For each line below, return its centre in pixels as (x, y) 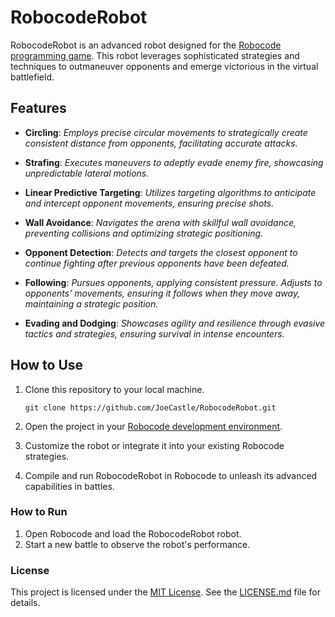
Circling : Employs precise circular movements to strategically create (166, 132)
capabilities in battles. (69, 486)
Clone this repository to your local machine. (114, 389)
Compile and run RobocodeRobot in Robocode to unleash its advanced (171, 475)
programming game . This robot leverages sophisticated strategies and (155, 55)
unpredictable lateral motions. (87, 173)
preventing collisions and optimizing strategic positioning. (144, 233)
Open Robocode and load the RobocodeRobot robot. (133, 533)
